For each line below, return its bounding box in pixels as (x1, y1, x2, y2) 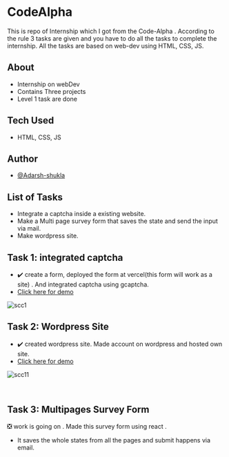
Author (7, 153, 38, 164)
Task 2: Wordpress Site (7, 321, 109, 333)
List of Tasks (7, 191, 63, 203)
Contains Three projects (17, 87, 86, 95)
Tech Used (7, 115, 54, 126)
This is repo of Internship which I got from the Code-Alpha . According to (7, 27, 215, 35)
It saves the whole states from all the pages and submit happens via (17, 436, 211, 444)
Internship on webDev (17, 80, 81, 88)
